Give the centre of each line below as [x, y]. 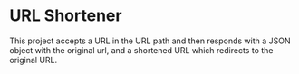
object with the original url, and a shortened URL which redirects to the [141, 50]
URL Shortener [66, 16]
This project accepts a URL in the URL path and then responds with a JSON [150, 41]
